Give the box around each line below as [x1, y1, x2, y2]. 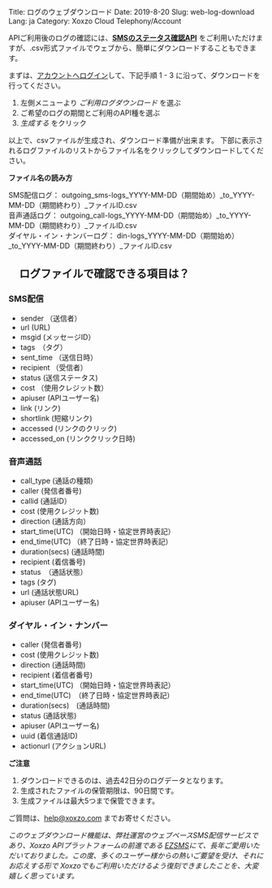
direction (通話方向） [19, 516, 91, 526]
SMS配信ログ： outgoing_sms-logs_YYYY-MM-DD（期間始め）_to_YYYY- [8, 190, 256, 200]
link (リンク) [19, 403, 61, 412]
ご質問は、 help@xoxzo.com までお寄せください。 [8, 813, 175, 823]
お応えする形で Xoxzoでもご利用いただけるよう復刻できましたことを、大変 [8, 861, 259, 871]
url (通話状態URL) [19, 587, 80, 597]
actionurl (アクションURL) [19, 741, 107, 751]
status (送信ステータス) [19, 373, 99, 382]
